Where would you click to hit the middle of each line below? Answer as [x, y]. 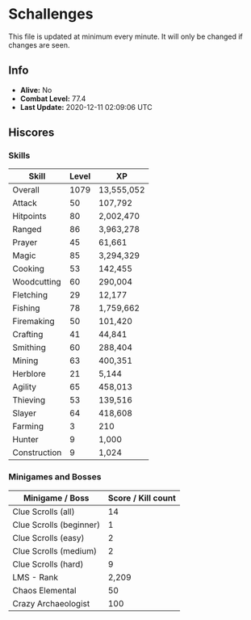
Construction [37, 453]
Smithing [29, 348]
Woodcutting [37, 282]
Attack [25, 203]
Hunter [25, 440]
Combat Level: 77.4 [53, 99]
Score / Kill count [142, 498]
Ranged [27, 230]
